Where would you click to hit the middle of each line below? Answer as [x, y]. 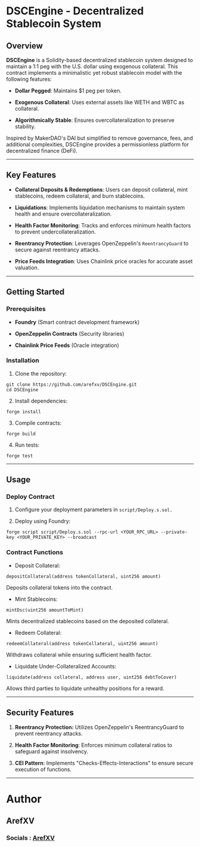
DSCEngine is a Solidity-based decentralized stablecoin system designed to [100, 60]
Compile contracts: [38, 423]
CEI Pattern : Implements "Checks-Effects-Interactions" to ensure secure [104, 763]
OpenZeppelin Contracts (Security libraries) [70, 333]
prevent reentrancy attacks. [49, 734]
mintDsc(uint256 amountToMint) [45, 610]
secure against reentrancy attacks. [57, 250]
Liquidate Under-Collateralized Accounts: [65, 666]
